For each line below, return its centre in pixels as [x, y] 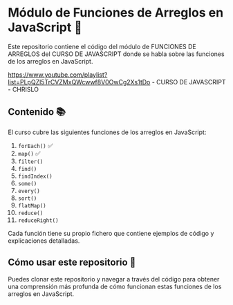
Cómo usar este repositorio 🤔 [72, 262]
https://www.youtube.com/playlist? [58, 75]
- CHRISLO [23, 89]
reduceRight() [38, 220]
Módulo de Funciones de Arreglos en [116, 13]
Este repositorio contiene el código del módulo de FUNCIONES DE [102, 46]
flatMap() [32, 205]
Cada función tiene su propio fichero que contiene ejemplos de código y [111, 233]
